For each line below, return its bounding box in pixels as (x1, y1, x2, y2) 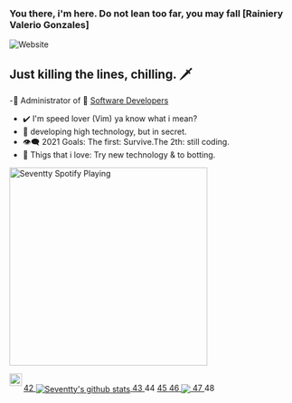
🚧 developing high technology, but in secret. (22, 126, 187, 138)
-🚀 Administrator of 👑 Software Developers (9, 95, 169, 106)
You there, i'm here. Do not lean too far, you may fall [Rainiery (9, 7, 284, 20)
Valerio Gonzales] (9, 18, 89, 31)
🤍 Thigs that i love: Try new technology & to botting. (22, 149, 216, 160)
